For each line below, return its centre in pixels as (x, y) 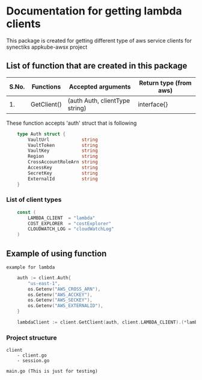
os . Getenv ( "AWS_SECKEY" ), (60, 300)
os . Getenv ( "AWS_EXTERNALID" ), (66, 306)
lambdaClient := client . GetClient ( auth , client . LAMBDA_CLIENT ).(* (102, 322)
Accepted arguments (100, 87)
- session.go (33, 361)
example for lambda (31, 267)
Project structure (32, 337)
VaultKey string (63, 151)
